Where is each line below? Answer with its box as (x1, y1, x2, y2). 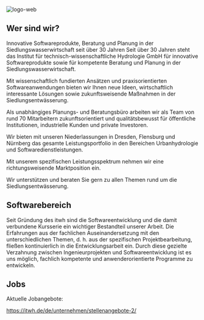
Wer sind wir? (6, 23, 60, 33)
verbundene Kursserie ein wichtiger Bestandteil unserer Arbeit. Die (6, 223, 175, 230)
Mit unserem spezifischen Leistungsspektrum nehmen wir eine (6, 158, 164, 165)
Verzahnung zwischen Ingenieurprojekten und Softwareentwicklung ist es (6, 248, 192, 256)
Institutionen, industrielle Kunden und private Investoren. (6, 121, 148, 128)
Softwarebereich (6, 200, 72, 210)
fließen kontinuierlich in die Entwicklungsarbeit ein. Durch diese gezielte (6, 242, 188, 249)
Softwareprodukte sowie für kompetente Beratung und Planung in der (6, 58, 181, 66)
